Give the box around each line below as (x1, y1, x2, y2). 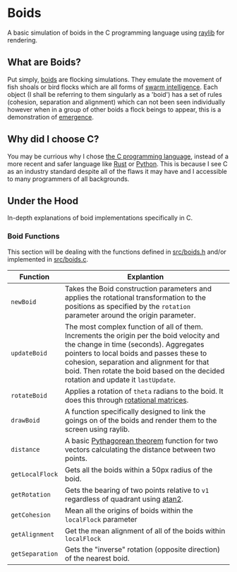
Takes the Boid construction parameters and (64, 284, 212, 293)
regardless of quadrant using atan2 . (64, 494, 183, 503)
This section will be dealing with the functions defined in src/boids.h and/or (7, 247, 227, 256)
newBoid (11, 298, 37, 305)
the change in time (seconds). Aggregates (64, 339, 205, 349)
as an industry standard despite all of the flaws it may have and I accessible (7, 167, 228, 175)
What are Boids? (7, 57, 81, 69)
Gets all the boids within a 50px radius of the (64, 465, 213, 474)
